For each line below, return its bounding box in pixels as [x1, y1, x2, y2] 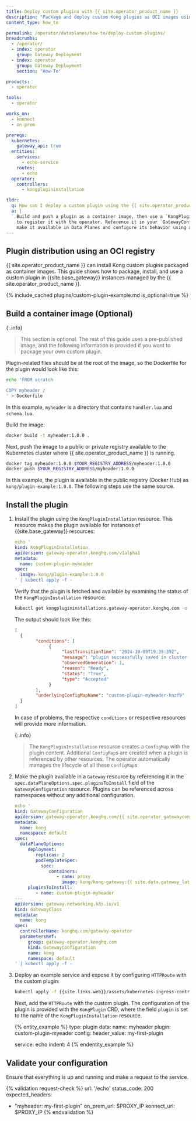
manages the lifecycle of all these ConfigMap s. [29, 762, 139, 769]
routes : [16, 165, 35, 170]
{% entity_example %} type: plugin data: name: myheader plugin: [14, 1023, 171, 1031]
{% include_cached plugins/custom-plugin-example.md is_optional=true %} [6, 292, 188, 299]
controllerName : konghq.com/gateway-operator [20, 928, 132, 934]
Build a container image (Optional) [6, 309, 133, 319]
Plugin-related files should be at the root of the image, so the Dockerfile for [6, 360, 187, 366]
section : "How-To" [16, 68, 61, 74]
